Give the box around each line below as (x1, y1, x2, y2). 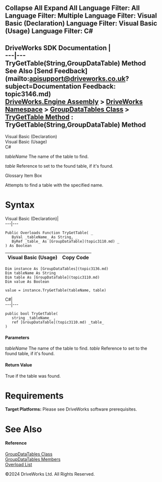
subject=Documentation (5, 82, 82, 90)
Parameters (5, 334, 29, 340)
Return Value (5, 361, 32, 368)
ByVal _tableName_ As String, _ (11, 235, 78, 240)
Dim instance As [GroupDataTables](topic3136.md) (5, 267, 109, 271)
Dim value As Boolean (5, 279, 50, 284)
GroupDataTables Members (5, 456, 61, 462)
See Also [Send (5, 66, 53, 75)
